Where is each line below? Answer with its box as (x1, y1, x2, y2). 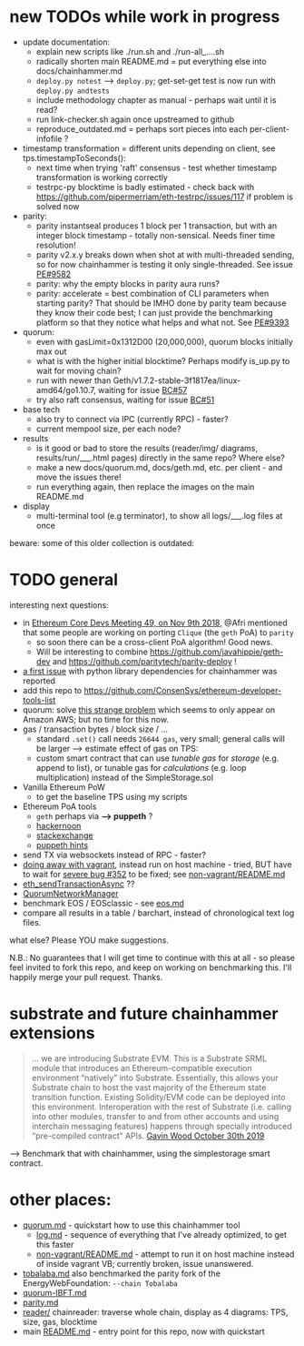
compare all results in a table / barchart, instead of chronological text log (22, 907, 295, 918)
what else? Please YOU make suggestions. (9, 935, 170, 946)
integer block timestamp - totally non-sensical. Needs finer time (35, 229, 275, 240)
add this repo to (22, 684, 83, 695)
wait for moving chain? (35, 365, 122, 376)
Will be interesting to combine (35, 646, 148, 657)
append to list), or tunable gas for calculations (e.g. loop (35, 762, 247, 773)
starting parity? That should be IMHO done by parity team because (35, 298, 287, 309)
